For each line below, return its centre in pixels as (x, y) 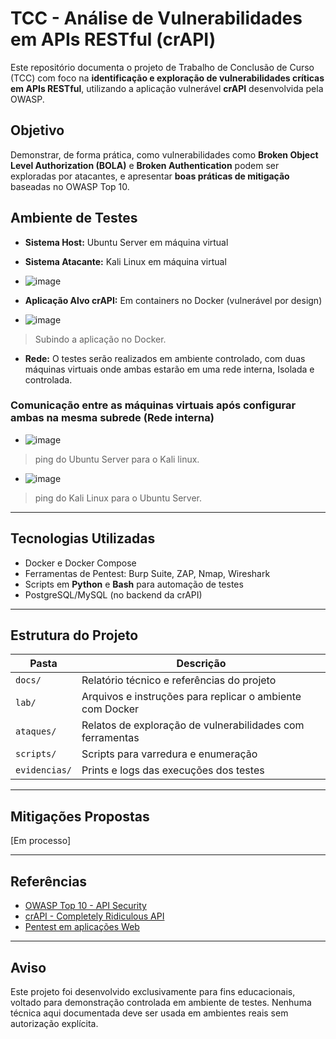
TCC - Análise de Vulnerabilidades (156, 18)
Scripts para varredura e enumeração (169, 754)
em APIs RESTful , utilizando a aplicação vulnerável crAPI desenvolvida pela (167, 88)
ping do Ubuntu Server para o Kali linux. (117, 459)
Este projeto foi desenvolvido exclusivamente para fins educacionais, (153, 991)
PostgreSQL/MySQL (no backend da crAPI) (113, 594)
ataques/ (36, 731)
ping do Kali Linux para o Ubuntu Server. (118, 498)
